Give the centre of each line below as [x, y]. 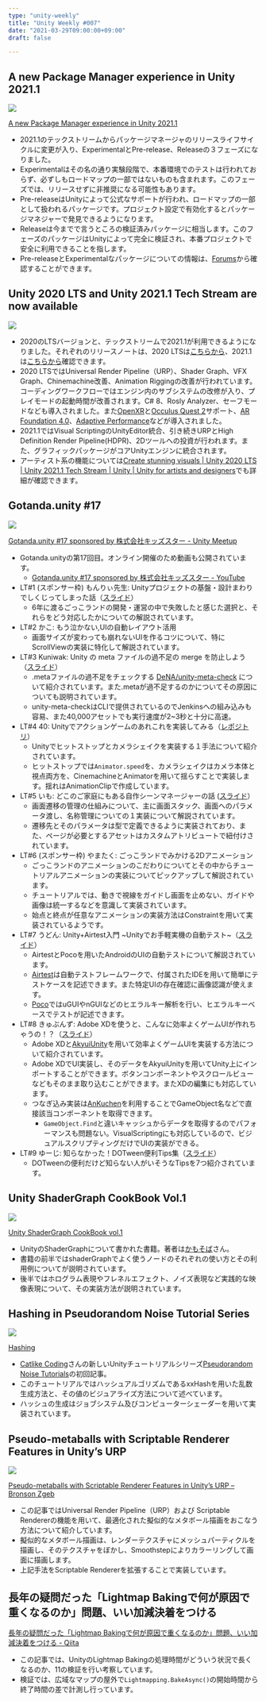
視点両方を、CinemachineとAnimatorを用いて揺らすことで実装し [137, 775]
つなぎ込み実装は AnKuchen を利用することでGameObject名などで [138, 1103]
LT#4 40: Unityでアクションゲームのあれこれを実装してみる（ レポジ [131, 726]
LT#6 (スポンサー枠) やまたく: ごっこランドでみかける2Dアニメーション [137, 855]
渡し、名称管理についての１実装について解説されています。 [143, 815]
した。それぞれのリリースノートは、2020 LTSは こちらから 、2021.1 [143, 351]
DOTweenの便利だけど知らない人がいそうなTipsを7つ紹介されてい [140, 1163]
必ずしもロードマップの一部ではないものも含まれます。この [137, 179]
